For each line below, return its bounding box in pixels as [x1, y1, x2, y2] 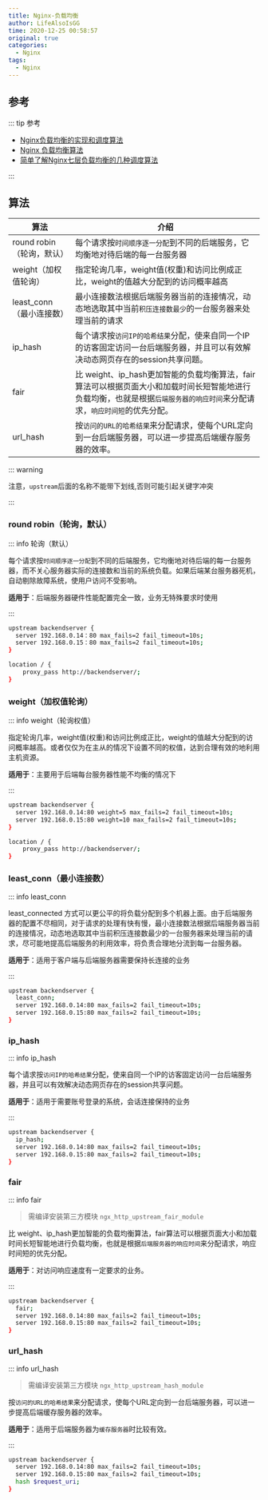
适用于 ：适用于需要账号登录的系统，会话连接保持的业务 [8, 1096, 190, 1107]
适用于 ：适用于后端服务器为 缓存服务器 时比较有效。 [8, 1424, 171, 1434]
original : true [8, 34, 59, 42]
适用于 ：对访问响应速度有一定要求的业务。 [8, 1265, 148, 1275]
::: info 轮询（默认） [8, 539, 73, 548]
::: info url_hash [8, 1363, 59, 1373]
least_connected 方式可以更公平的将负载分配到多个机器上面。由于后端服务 [8, 908, 254, 917]
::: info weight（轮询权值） [8, 716, 96, 726]
